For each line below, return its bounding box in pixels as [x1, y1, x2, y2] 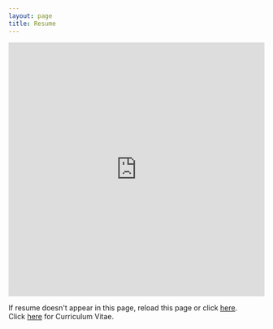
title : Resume [8, 19, 57, 28]
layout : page [8, 11, 53, 20]
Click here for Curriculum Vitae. [8, 311, 115, 321]
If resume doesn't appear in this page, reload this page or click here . [8, 302, 238, 313]
